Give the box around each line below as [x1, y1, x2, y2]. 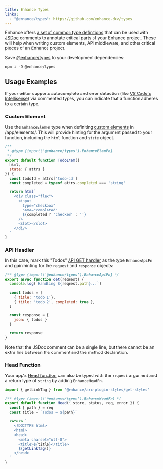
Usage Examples [5, 77, 57, 86]
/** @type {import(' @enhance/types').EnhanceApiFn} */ [5, 272, 119, 277]
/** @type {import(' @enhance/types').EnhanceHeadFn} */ [5, 396, 121, 401]
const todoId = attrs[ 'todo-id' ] [9, 176, 78, 181]
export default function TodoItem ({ [5, 158, 80, 163]
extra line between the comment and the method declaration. [5, 349, 129, 355]
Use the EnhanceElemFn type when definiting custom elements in [5, 124, 134, 130]
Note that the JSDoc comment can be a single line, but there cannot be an [5, 344, 155, 350]
